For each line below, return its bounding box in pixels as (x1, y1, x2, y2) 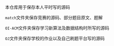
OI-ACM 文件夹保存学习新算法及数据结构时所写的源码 (5, 25, 110, 31)
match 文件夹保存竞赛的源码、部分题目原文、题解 (5, 15, 103, 21)
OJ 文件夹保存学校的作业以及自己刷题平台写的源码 (5, 36, 105, 41)
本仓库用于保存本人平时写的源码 (5, 4, 70, 10)
